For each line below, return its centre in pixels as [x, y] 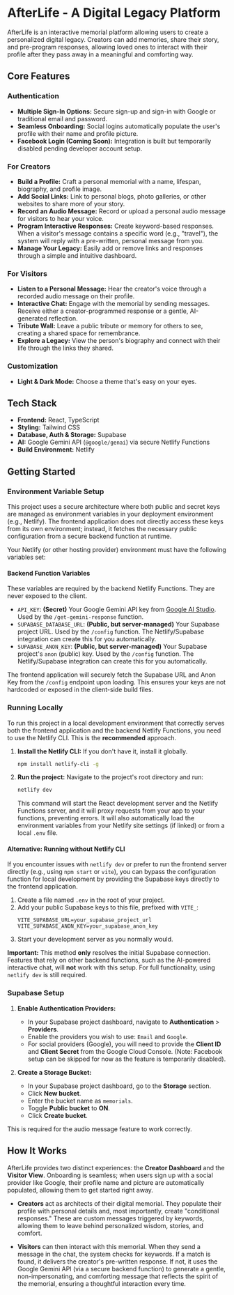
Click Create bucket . [58, 1115]
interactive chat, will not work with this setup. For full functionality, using [111, 967]
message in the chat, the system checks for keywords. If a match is [114, 1254]
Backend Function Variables [49, 573]
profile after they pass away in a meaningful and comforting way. [100, 54]
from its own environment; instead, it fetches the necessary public [102, 529]
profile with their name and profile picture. [78, 133]
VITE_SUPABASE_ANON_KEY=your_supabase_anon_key [87, 926]
